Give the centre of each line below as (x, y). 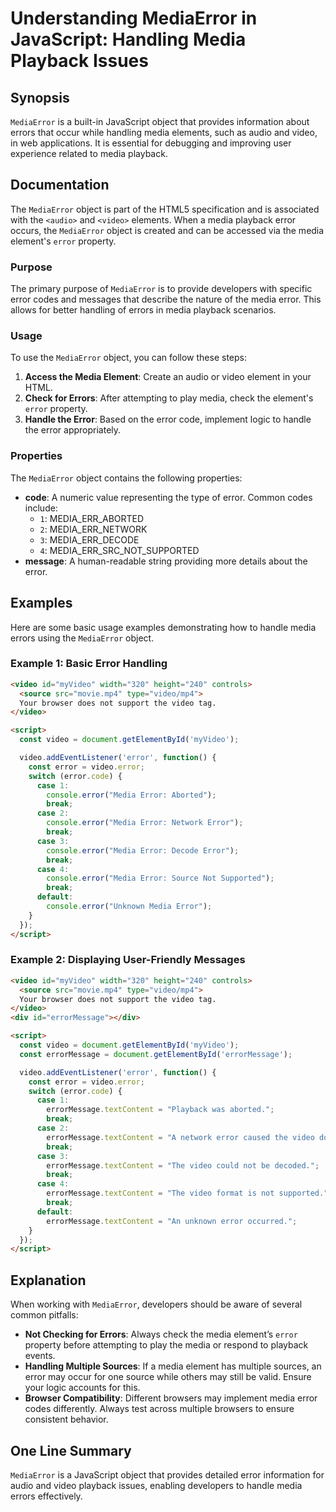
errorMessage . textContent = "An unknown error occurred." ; (172, 1221)
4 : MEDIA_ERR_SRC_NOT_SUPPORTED (119, 550)
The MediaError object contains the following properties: (126, 478)
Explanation (48, 1280)
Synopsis (40, 97)
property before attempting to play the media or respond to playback (166, 1345)
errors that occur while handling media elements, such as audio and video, (164, 132)
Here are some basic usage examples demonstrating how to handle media (163, 627)
